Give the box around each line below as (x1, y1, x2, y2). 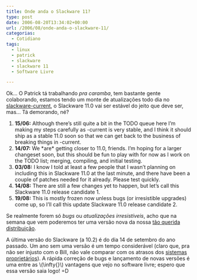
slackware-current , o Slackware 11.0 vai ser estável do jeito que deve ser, (6, 102, 184, 109)
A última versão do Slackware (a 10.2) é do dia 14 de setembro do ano (6, 236, 175, 244)
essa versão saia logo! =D (6, 268, 69, 275)
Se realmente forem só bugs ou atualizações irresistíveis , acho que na (6, 212, 177, 220)
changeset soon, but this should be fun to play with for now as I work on (14, 151, 190, 158)
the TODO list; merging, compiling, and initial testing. (14, 157, 142, 164)
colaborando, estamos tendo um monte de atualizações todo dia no (6, 96, 170, 103)
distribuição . (6, 225, 36, 232)
